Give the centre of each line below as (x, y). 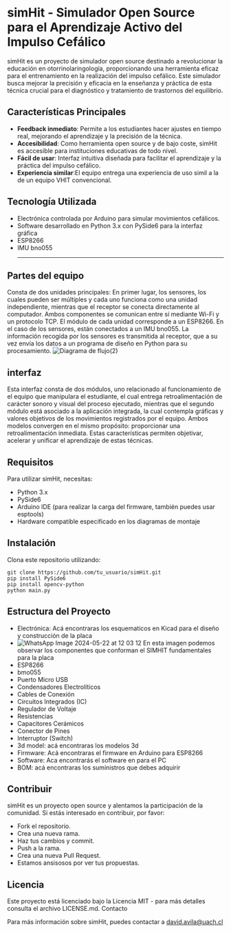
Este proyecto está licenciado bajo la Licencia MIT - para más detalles (106, 901)
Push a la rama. (39, 848)
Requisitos (30, 462)
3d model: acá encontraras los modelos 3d (78, 745)
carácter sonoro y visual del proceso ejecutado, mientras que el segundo (111, 404)
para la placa (35, 657)
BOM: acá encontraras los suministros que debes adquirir (99, 768)
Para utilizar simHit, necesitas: (50, 479)
